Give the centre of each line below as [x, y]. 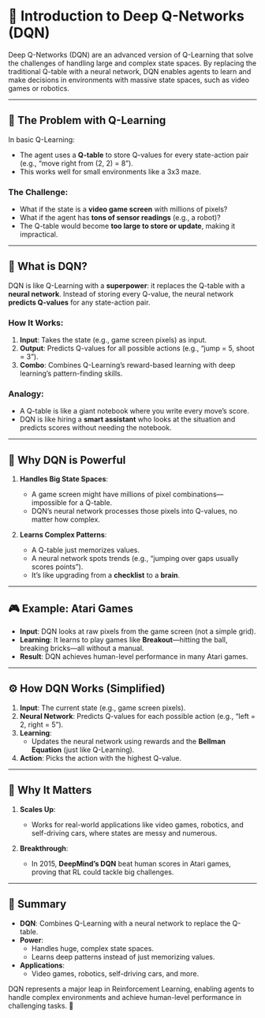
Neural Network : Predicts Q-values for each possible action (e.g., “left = [138, 716]
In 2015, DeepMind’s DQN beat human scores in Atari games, [131, 863]
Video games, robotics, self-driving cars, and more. [115, 973]
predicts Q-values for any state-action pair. [79, 302]
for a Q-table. [90, 503]
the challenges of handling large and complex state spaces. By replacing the [132, 63]
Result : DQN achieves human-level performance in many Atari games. [134, 657]
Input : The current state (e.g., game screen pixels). [103, 707]
